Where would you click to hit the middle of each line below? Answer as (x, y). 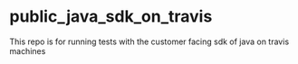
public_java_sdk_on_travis (111, 17)
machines (28, 50)
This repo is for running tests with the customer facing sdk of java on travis (149, 41)
